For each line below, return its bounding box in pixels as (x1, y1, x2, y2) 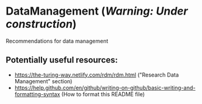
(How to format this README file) (61, 90, 145, 98)
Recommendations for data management (5, 37, 109, 44)
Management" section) (14, 77, 73, 85)
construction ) (5, 17, 77, 31)
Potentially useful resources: (5, 55, 118, 65)
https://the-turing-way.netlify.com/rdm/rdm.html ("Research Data (14, 71, 179, 78)
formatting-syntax (14, 90, 60, 98)
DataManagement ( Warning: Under (5, 4, 189, 18)
